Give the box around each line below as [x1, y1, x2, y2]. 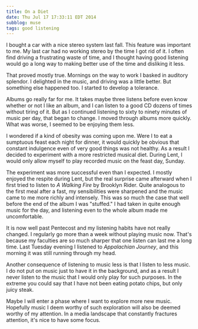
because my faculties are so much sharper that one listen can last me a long [6, 237, 192, 244]
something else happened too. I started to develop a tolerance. [6, 84, 160, 92]
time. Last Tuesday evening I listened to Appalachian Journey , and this [6, 243, 179, 250]
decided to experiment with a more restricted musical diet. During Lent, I [6, 151, 183, 159]
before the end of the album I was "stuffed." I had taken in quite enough [6, 201, 181, 208]
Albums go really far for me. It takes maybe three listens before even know [6, 96, 188, 103]
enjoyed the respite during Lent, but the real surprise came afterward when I [6, 175, 192, 182]
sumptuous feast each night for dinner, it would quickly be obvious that [6, 138, 179, 146]
